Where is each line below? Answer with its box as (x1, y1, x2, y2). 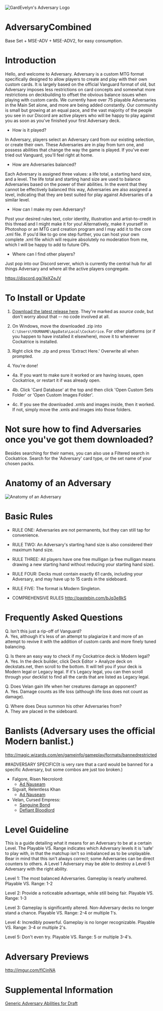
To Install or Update (5, 293, 86, 303)
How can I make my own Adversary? (12, 206, 86, 212)
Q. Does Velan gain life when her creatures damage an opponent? (5, 683, 137, 689)
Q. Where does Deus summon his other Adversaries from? (5, 703, 122, 709)
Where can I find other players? (12, 251, 75, 257)
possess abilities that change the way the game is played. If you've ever (5, 147, 149, 153)
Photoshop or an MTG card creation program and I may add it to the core (5, 226, 151, 232)
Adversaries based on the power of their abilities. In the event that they (5, 181, 147, 187)
